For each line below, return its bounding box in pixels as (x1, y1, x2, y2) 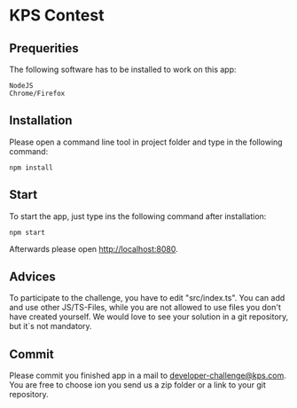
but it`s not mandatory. (9, 321, 92, 332)
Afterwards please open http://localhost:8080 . (9, 243, 179, 254)
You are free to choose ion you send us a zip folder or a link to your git (9, 380, 266, 390)
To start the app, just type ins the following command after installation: (9, 210, 267, 222)
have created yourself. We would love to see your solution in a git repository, (9, 311, 289, 322)
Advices (9, 270, 56, 285)
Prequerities (9, 41, 79, 56)
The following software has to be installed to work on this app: (9, 64, 237, 75)
